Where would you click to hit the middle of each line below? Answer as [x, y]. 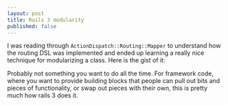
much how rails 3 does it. [43, 95]
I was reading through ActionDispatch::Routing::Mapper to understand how [114, 46]
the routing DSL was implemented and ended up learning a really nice [106, 53]
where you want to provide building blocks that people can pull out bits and [114, 81]
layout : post [26, 13]
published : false [32, 26]
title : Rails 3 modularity [46, 20]
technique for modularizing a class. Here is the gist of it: [86, 60]
